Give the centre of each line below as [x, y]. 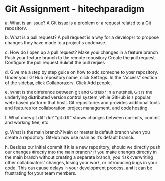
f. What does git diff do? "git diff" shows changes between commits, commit [82, 117]
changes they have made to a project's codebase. [56, 42]
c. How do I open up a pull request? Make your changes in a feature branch [82, 52]
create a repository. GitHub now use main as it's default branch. [70, 137]
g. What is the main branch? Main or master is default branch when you [78, 132]
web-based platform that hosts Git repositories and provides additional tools [82, 102]
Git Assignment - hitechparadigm [75, 9]
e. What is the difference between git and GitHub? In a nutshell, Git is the [79, 92]
